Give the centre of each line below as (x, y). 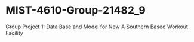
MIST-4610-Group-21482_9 (76, 10)
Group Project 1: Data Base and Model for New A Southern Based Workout (97, 27)
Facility (14, 33)
